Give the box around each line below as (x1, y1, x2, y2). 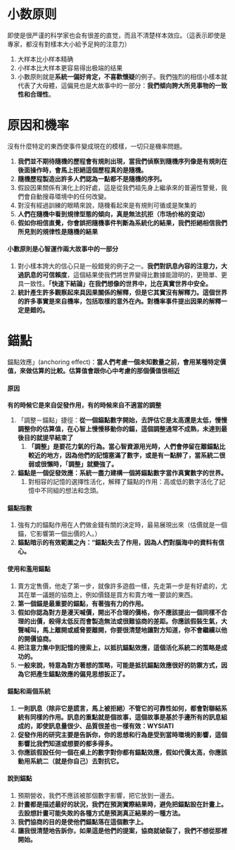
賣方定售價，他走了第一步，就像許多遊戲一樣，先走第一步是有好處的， (17, 582, 222, 590)
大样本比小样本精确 (17, 54, 74, 63)
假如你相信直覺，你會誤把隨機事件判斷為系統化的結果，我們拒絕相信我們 (17, 218, 227, 227)
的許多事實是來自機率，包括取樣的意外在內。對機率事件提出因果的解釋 (17, 297, 222, 306)
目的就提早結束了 (23, 434, 74, 442)
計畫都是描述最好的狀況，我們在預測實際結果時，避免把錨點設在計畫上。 (17, 800, 227, 808)
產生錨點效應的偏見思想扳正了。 (36, 670, 129, 678)
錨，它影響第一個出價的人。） (17, 530, 101, 538)
